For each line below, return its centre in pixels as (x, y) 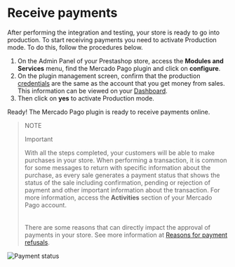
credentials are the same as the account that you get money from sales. (121, 83)
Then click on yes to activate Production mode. (86, 98)
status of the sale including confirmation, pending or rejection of (117, 182)
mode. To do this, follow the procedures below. (75, 47)
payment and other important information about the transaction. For (122, 190)
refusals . (37, 242)
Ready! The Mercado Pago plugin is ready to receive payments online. (109, 112)
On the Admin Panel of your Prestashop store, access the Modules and (121, 60)
